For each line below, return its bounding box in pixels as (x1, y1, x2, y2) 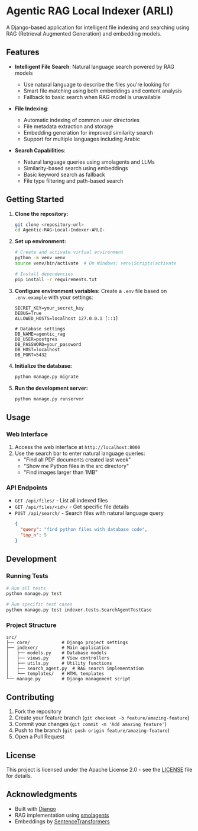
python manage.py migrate (14, 374, 79, 380)
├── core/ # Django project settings (6, 639, 128, 646)
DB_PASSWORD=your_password (14, 341, 82, 348)
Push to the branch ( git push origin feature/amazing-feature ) (14, 727, 170, 734)
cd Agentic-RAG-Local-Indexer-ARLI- (14, 227, 105, 233)
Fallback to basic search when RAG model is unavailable (23, 93, 161, 100)
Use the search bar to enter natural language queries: (14, 450, 146, 457)
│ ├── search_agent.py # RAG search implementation (6, 666, 144, 671)
